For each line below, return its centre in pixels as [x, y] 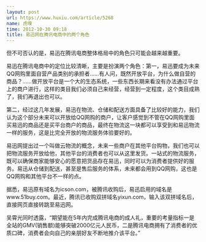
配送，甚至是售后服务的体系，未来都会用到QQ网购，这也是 [123, 168]
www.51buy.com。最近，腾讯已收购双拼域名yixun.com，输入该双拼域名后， [102, 197]
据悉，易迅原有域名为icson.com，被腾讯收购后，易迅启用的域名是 [90, 189]
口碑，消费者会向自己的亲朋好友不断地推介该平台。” [76, 233]
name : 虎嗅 [19, 23]
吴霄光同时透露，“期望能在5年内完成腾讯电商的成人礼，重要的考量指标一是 [101, 217]
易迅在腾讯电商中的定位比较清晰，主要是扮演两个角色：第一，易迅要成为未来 [103, 66]
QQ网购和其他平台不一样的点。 [45, 176]
